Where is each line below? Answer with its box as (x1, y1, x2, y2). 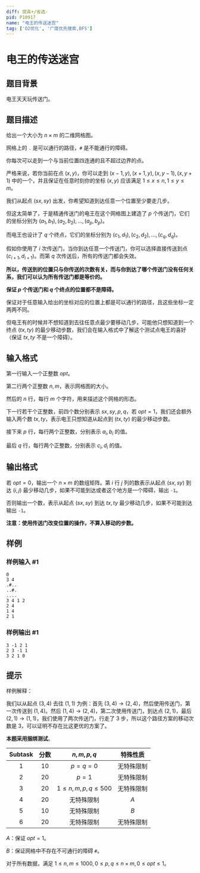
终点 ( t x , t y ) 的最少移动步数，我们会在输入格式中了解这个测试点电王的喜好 (6, 326, 186, 334)
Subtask (9, 750, 33, 758)
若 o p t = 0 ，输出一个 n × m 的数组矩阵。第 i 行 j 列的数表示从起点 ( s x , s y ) (6, 479, 185, 486)
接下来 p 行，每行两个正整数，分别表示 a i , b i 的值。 (6, 428, 131, 437)
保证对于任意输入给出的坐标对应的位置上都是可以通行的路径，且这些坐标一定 (6, 299, 194, 306)
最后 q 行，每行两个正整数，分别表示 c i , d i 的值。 (6, 442, 125, 451)
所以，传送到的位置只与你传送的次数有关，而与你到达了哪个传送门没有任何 (6, 266, 189, 273)
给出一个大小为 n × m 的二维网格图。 (6, 132, 96, 139)
